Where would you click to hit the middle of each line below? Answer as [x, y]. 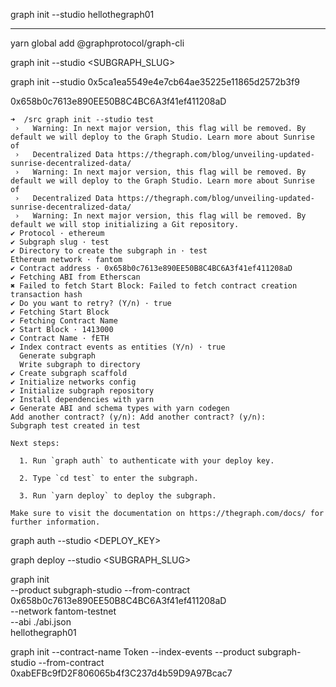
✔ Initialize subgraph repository [82, 391]
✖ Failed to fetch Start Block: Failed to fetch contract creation [154, 286]
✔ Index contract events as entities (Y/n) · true [118, 347]
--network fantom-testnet [63, 611]
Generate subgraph [58, 356]
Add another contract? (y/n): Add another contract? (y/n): [138, 417]
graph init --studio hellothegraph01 [82, 14]
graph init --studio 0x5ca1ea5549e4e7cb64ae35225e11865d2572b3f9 [155, 82]
